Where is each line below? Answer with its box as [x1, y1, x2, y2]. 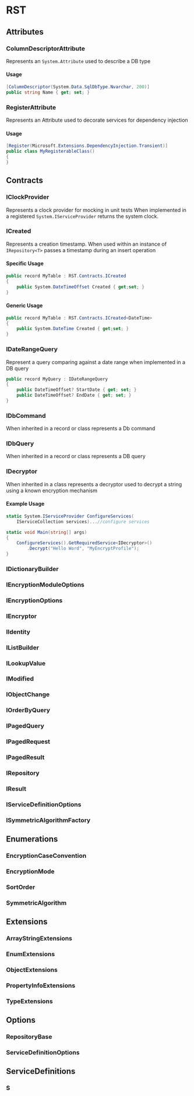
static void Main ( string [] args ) [6, 529, 87, 535]
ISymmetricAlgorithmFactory [6, 816, 91, 824]
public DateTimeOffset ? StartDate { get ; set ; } [16, 387, 137, 393]
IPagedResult [6, 753, 45, 761]
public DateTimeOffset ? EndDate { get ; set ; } [16, 393, 132, 398]
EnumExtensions [6, 950, 55, 958]
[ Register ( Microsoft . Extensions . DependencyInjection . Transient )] [6, 143, 168, 149]
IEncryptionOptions [6, 596, 63, 604]
